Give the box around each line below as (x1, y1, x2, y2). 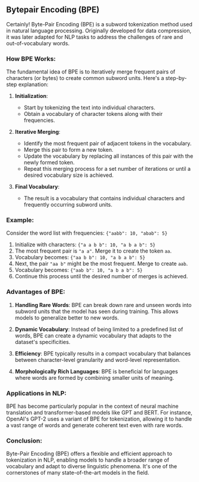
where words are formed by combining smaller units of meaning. (14, 374, 174, 381)
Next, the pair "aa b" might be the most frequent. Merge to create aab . (14, 260, 188, 268)
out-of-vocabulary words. (6, 39, 70, 47)
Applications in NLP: (6, 389, 67, 397)
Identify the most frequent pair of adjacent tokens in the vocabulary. (23, 140, 192, 147)
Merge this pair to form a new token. (23, 146, 114, 153)
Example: (6, 216, 34, 225)
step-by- (165, 75, 187, 82)
